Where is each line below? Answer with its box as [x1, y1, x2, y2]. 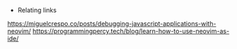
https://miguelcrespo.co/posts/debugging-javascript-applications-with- [7, 20, 216, 27]
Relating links [17, 6, 57, 14]
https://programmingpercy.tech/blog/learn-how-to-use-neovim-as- [33, 27, 230, 35]
